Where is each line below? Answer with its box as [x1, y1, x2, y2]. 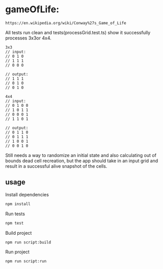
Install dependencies [5, 191, 49, 197]
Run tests [5, 211, 25, 217]
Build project [5, 230, 32, 236]
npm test [5, 220, 24, 226]
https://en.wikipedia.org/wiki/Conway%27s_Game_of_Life [5, 20, 126, 26]
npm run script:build [5, 239, 51, 245]
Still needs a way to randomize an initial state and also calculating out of [5, 152, 157, 158]
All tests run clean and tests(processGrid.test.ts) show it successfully [5, 29, 151, 35]
